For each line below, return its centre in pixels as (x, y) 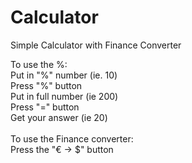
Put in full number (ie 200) (64, 96)
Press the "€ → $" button (62, 149)
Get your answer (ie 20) (59, 117)
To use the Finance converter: (72, 138)
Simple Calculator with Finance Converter (96, 45)
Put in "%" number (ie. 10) (64, 75)
